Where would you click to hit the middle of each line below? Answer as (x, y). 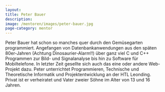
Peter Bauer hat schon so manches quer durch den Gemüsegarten (74, 42)
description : (19, 19)
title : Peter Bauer (26, 14)
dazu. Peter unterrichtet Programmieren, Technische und (80, 69)
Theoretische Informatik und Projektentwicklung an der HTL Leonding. (78, 74)
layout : (13, 10)
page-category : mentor (29, 28)
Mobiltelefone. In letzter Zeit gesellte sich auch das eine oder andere (76, 64)
